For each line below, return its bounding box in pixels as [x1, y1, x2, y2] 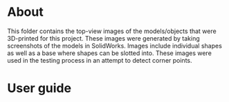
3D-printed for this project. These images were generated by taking [7, 34, 201, 42]
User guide [7, 81, 71, 96]
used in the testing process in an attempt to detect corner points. [7, 56, 192, 64]
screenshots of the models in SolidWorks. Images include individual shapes [7, 41, 223, 50]
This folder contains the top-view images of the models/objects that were [7, 27, 217, 35]
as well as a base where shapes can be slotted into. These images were [7, 49, 212, 57]
